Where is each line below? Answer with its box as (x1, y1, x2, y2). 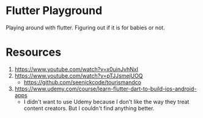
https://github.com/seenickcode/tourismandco (23, 78, 142, 86)
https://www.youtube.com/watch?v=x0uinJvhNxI (14, 65, 139, 73)
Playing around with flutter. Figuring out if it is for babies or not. (6, 24, 166, 31)
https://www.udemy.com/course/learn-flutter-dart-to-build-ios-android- (14, 85, 197, 92)
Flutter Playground (6, 4, 103, 18)
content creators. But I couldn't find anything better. (23, 105, 155, 112)
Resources (6, 45, 62, 59)
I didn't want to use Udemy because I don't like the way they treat (23, 98, 190, 105)
